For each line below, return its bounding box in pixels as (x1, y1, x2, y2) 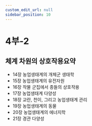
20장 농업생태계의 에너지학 (12, 109, 66, 115)
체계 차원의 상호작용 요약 (5, 57, 76, 66)
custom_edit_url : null (5, 7, 53, 13)
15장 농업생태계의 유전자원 (12, 78, 65, 84)
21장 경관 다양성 (12, 115, 44, 121)
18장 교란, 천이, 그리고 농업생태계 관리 (12, 96, 87, 102)
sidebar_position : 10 (5, 12, 51, 17)
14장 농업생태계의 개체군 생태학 (12, 71, 74, 77)
